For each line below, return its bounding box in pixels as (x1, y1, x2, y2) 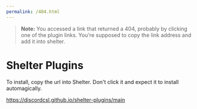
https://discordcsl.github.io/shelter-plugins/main (6, 96, 125, 103)
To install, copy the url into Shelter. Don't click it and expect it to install (6, 78, 179, 85)
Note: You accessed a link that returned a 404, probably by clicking (20, 25, 188, 32)
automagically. (6, 85, 42, 92)
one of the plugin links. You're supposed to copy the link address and (20, 31, 192, 39)
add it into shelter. (20, 38, 66, 45)
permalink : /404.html (6, 8, 60, 15)
